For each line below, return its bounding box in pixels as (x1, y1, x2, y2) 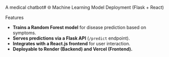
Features (5, 15, 24, 20)
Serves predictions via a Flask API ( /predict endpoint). (12, 35, 130, 41)
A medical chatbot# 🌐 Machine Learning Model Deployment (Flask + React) (5, 5, 164, 10)
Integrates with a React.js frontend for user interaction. (12, 41, 131, 46)
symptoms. (12, 30, 37, 36)
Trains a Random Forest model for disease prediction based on (12, 24, 147, 30)
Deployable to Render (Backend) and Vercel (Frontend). (12, 46, 133, 52)
